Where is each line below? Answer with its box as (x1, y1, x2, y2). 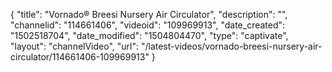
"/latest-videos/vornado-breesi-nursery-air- (140, 40, 323, 52)
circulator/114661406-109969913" (10, 51, 150, 63)
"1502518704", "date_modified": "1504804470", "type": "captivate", (10, 30, 289, 41)
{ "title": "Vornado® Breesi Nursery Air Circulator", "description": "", (10, 9, 288, 20)
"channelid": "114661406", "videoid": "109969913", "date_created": (10, 19, 286, 31)
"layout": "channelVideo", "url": (10, 40, 140, 52)
